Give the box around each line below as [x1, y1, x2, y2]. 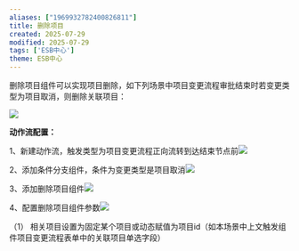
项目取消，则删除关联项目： [24, 91, 126, 101]
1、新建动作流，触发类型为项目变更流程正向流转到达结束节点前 [9, 146, 238, 156]
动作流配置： [9, 126, 56, 137]
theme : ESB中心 [9, 54, 63, 63]
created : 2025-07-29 [9, 29, 86, 38]
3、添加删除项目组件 [9, 183, 85, 194]
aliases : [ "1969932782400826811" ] [9, 12, 138, 22]
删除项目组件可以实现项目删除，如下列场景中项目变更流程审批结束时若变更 [9, 80, 282, 90]
